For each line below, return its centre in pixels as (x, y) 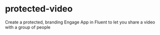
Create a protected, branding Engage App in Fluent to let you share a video (80, 22)
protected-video (39, 9)
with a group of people (28, 27)
